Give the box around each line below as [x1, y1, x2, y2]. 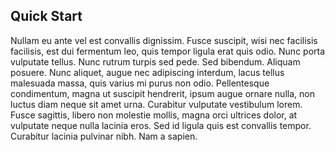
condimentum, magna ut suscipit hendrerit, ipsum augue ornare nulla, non [10, 87, 315, 99]
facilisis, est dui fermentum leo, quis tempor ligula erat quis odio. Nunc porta [10, 45, 326, 57]
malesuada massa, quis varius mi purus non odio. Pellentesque [10, 77, 270, 89]
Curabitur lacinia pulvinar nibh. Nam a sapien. [10, 130, 198, 142]
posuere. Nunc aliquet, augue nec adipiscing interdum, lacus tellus [10, 66, 285, 78]
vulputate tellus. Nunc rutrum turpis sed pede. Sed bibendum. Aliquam [10, 55, 301, 68]
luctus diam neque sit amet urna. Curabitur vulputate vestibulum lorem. [10, 98, 303, 110]
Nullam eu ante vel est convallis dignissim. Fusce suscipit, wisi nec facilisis [10, 34, 318, 46]
